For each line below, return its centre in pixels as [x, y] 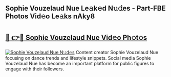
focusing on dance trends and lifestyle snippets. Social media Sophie [78, 58]
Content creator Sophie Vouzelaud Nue [117, 52]
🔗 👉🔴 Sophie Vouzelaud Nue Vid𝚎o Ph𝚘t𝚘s [76, 37]
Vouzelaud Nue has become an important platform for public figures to [80, 63]
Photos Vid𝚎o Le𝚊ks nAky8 [50, 17]
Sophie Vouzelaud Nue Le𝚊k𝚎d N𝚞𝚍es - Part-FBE [85, 8]
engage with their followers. [35, 69]
